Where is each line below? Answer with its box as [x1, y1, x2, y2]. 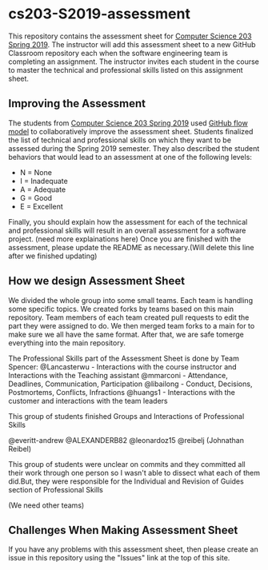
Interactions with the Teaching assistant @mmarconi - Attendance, [8, 370, 228, 380]
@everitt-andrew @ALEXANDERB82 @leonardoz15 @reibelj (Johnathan [8, 435, 244, 444]
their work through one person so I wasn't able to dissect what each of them [8, 468, 260, 477]
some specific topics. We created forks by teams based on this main [8, 304, 234, 313]
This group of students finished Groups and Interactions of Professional [8, 411, 245, 421]
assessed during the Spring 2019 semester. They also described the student [8, 143, 260, 153]
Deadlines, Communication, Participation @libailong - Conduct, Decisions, [8, 379, 253, 389]
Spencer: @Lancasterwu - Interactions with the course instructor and [8, 361, 238, 372]
